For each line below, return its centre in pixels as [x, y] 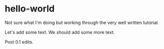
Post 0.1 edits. [19, 42]
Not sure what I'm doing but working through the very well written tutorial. [82, 22]
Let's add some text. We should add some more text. [60, 32]
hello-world [30, 9]
